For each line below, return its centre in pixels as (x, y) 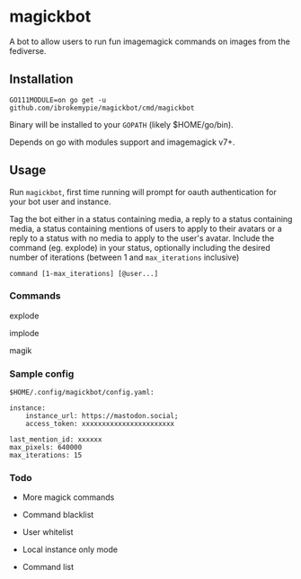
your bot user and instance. (60, 201)
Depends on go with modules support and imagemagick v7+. (122, 142)
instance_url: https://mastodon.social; (102, 416)
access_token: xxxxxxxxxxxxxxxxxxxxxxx (100, 424)
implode (24, 333)
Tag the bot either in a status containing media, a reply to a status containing (151, 218)
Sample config (42, 373)
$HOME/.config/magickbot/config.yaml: (82, 393)
